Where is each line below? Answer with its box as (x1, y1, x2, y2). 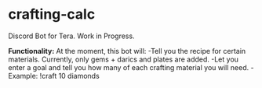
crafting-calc (8, 5, 96, 23)
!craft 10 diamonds (39, 71, 100, 80)
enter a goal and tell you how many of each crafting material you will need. (8, 62, 249, 72)
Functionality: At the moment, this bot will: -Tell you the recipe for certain (8, 46, 246, 55)
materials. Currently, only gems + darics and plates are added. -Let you (8, 55, 239, 64)
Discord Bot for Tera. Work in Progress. (8, 31, 135, 40)
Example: (8, 71, 38, 80)
